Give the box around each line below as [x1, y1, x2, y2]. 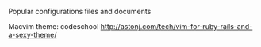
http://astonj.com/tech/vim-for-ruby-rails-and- [100, 22, 253, 31]
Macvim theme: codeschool [8, 22, 99, 31]
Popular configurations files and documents [8, 7, 152, 16]
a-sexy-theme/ [8, 31, 57, 39]
